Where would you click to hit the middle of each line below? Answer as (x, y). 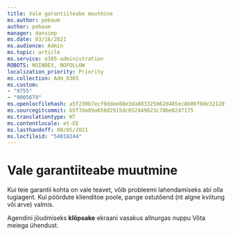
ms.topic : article (34, 53)
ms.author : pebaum (34, 20)
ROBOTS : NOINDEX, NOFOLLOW (46, 65)
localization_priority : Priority (55, 71)
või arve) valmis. (31, 205)
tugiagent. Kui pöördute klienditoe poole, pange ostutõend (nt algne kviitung (116, 197)
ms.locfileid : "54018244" (44, 136)
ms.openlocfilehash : (37, 104)
